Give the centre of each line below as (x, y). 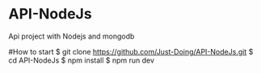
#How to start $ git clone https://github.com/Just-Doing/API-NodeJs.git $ (131, 51)
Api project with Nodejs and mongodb (72, 36)
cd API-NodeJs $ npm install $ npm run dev (82, 60)
